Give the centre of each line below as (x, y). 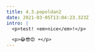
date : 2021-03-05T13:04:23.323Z (47, 18)
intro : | (17, 23)
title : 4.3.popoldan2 (34, 12)
